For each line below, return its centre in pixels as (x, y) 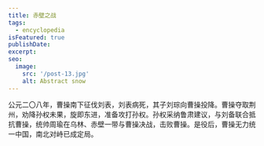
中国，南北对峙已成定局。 (56, 133)
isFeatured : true (37, 37)
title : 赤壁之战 (32, 15)
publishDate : (29, 45)
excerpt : (22, 52)
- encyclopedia (40, 30)
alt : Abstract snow (54, 81)
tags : (17, 23)
